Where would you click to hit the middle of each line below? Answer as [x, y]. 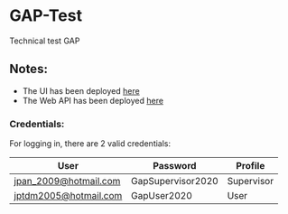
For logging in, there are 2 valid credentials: [90, 144]
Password [175, 166]
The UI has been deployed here [81, 90]
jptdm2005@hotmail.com [68, 196]
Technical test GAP [45, 41]
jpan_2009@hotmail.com [67, 181]
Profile [251, 166]
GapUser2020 [161, 196]
